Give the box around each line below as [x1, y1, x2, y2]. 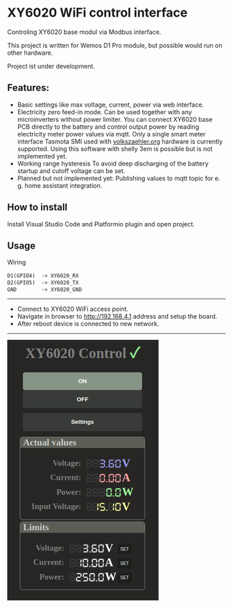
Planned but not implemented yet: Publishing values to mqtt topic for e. [17, 174, 221, 182]
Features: [7, 82, 50, 94]
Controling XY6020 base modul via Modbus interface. [7, 28, 162, 36]
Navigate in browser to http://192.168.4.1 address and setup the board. [17, 312, 218, 321]
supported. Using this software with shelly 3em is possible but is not [17, 144, 213, 153]
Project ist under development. [7, 62, 96, 70]
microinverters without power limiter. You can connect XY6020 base [17, 115, 213, 123]
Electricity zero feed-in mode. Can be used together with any [17, 107, 192, 116]
